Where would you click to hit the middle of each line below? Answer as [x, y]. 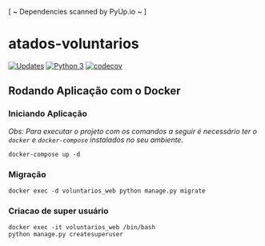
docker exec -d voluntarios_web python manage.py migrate [107, 191]
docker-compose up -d [44, 154]
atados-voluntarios [74, 44]
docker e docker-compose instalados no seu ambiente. [96, 140]
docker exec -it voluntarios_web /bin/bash [82, 228]
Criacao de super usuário [59, 211]
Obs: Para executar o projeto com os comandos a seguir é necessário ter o [133, 131]
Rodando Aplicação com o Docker [95, 91]
